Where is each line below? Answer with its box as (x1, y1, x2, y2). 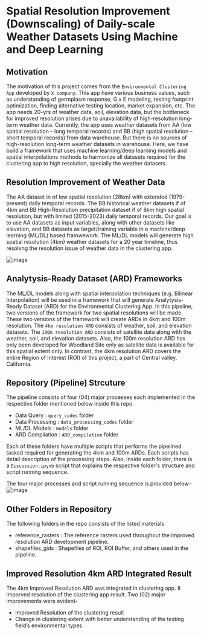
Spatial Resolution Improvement (6, 4, 170, 18)
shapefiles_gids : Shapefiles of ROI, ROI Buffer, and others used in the (14, 544, 189, 552)
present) (6, 199, 28, 206)
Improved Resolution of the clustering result (14, 609, 124, 616)
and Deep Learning (6, 43, 104, 57)
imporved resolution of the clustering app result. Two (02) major (6, 591, 166, 598)
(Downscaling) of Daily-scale (6, 17, 155, 31)
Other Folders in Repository (6, 504, 112, 514)
